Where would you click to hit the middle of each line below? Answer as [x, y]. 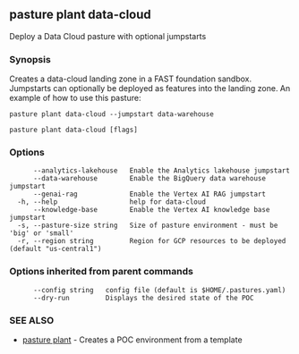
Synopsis [30, 59]
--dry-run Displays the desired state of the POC [143, 298]
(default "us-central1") [56, 249]
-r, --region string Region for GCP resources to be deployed [152, 241]
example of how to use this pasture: [75, 98]
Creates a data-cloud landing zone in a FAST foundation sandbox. [131, 79]
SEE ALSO [32, 320]
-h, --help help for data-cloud [111, 202]
